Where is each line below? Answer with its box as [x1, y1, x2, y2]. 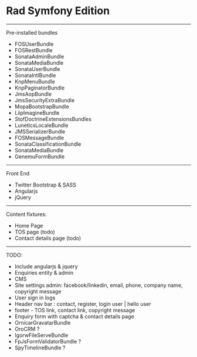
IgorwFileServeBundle [14, 331, 69, 339]
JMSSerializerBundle [14, 128, 66, 135]
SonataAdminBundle [14, 53, 64, 60]
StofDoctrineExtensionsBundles [14, 115, 92, 122]
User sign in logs [14, 294, 56, 301]
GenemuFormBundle [14, 153, 65, 160]
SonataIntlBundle [14, 72, 56, 79]
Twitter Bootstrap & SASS [14, 181, 76, 188]
